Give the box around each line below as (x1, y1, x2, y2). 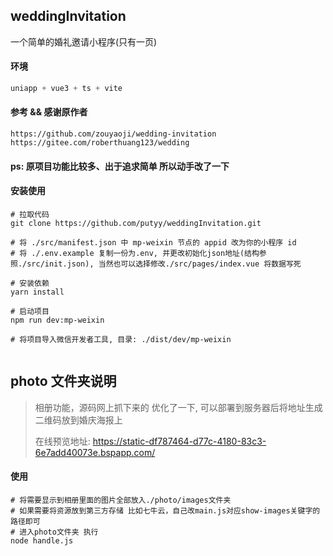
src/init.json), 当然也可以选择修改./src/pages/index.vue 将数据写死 (26, 259, 302, 269)
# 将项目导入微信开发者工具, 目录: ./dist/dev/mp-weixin (10, 334, 232, 344)
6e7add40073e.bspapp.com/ (34, 446, 156, 458)
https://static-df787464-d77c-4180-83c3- (92, 435, 267, 447)
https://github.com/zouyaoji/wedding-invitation (10, 129, 217, 139)
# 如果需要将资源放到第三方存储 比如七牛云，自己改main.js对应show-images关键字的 (10, 505, 321, 516)
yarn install (10, 287, 65, 297)
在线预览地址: (34, 435, 91, 447)
